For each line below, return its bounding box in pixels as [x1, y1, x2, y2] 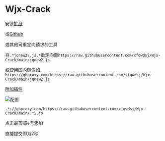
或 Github [5, 31, 23, 37]
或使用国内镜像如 [5, 67, 40, 73]
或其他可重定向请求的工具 [5, 41, 58, 47]
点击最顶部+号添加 [5, 120, 43, 126]
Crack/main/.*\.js [5, 110, 43, 116]
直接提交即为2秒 [5, 130, 39, 137]
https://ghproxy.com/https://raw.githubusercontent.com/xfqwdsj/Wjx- [5, 72, 153, 77]
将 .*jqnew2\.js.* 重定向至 [5, 52, 59, 58]
